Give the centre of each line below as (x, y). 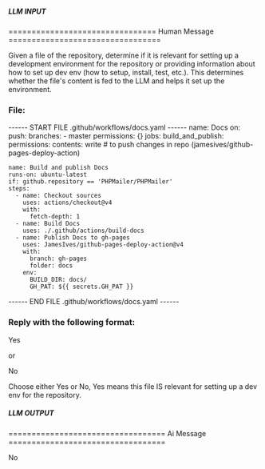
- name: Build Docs (48, 224)
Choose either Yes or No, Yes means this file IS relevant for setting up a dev (133, 386)
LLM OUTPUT (31, 413)
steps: (19, 189)
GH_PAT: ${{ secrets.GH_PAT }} (81, 287)
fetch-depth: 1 (55, 217)
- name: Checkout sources (59, 196)
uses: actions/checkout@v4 (67, 203)
